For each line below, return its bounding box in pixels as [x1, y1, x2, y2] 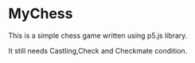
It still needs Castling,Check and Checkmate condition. [8, 46, 188, 55]
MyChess [8, 5, 73, 23]
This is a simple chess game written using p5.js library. [8, 31, 188, 40]
